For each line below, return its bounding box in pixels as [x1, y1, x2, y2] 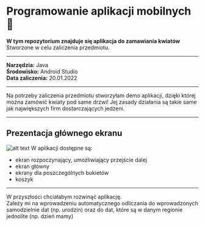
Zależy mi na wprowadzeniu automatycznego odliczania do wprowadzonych [6, 199, 198, 207]
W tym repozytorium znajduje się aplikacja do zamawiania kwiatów [6, 37, 181, 44]
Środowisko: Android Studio [6, 68, 78, 75]
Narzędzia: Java [6, 61, 49, 68]
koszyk [15, 175, 34, 183]
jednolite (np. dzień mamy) [6, 212, 74, 220]
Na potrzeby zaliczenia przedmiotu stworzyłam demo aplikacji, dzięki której [6, 91, 196, 99]
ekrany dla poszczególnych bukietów [15, 169, 109, 176]
